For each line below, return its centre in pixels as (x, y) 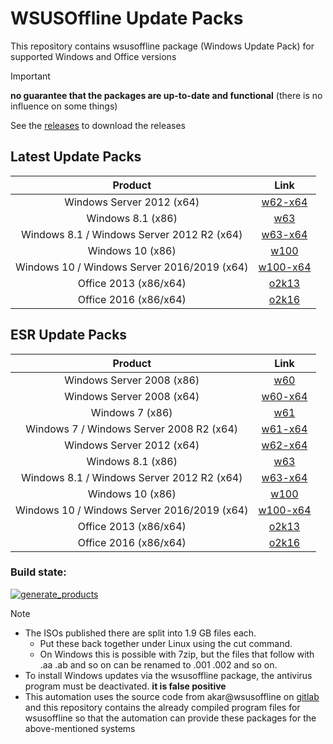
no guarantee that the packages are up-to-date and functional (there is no (166, 95)
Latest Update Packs (76, 157)
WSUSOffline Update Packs (127, 18)
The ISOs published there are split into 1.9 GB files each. (140, 633)
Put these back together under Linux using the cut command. (166, 643)
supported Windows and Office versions (93, 56)
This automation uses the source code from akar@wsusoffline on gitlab (172, 696)
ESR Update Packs (69, 335)
